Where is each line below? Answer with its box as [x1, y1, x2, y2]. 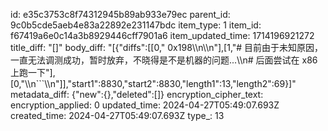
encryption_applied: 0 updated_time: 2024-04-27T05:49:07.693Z [10, 99, 280, 111]
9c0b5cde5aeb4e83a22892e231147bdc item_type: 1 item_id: [10, 19, 262, 31]
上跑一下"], [10, 67, 56, 78]
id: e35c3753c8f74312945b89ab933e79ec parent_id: [10, 9, 231, 20]
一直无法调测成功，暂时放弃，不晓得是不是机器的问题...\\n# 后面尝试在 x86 [10, 54, 318, 66]
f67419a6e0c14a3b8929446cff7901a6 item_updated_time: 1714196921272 [10, 30, 315, 41]
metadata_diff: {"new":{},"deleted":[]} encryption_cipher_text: [10, 89, 264, 100]
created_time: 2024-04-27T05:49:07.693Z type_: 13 [10, 110, 225, 121]
